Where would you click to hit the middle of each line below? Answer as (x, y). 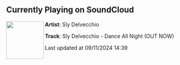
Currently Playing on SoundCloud (70, 10)
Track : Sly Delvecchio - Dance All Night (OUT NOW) (109, 36)
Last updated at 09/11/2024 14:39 (86, 48)
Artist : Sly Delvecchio (72, 24)
